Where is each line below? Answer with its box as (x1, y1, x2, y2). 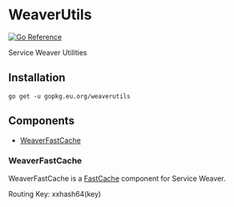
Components (8, 114, 75, 128)
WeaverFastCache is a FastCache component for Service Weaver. (8, 173, 226, 183)
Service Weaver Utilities (8, 47, 87, 57)
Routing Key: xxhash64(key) (8, 189, 102, 198)
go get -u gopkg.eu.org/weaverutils (8, 92, 131, 100)
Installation (8, 71, 66, 85)
